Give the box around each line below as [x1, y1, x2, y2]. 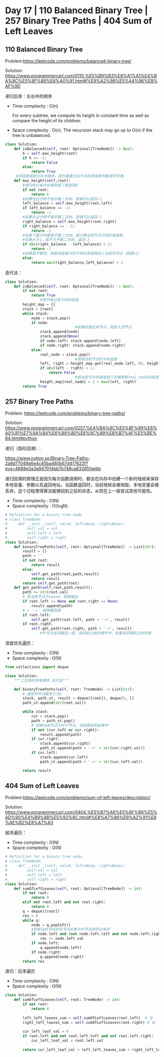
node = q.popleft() [31, 922, 71, 927]
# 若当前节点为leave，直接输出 [22, 594, 78, 599]
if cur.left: [31, 750, 58, 755]
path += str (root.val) [22, 590, 69, 595]
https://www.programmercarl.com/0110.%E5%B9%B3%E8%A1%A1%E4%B [5, 73, 157, 78]
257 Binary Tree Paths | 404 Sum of [5, 15, 152, 26]
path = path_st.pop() [31, 718, 76, 723]
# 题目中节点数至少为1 [22, 691, 62, 697]
